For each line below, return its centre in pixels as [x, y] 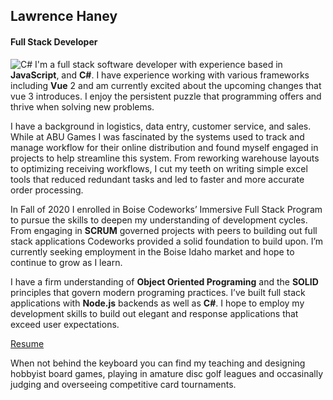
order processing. [47, 190]
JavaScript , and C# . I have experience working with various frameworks [160, 75]
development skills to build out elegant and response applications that [154, 313]
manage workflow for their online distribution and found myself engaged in [164, 147]
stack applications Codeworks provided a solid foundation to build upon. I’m [167, 241]
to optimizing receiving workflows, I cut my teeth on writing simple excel [159, 168]
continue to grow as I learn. [66, 262]
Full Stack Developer [54, 41]
